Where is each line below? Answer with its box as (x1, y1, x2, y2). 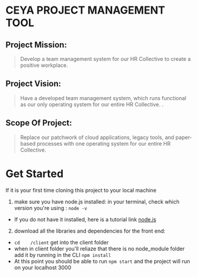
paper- (175, 134, 193, 141)
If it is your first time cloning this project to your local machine (5, 186, 157, 194)
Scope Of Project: (5, 118, 72, 128)
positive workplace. (20, 62, 68, 69)
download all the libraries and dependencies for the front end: (14, 227, 165, 234)
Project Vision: (5, 79, 62, 89)
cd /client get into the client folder (14, 239, 109, 246)
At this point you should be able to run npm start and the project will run (14, 257, 190, 265)
